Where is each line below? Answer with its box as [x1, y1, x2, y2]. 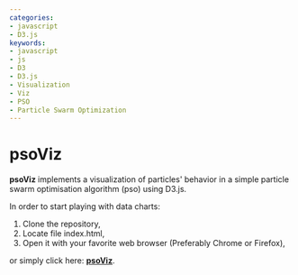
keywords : [9, 38, 47, 48]
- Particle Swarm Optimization [9, 105, 127, 115]
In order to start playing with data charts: [9, 201, 160, 212]
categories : [9, 13, 54, 23]
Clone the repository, [22, 218, 101, 230]
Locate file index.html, [22, 228, 105, 239]
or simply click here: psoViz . [9, 255, 115, 266]
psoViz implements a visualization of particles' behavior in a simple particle [9, 174, 290, 185]
